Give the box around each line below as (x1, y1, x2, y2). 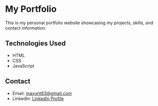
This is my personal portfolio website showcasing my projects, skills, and (5, 20, 154, 26)
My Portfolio (5, 3, 57, 15)
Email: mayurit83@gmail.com (12, 90, 72, 96)
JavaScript (12, 63, 35, 69)
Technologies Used (5, 39, 66, 48)
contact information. (5, 25, 46, 31)
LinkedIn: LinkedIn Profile (12, 95, 64, 102)
